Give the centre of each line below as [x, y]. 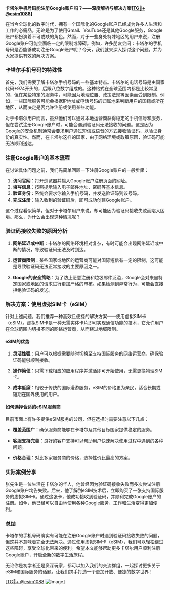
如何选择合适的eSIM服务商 [33, 407]
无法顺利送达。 [21, 143]
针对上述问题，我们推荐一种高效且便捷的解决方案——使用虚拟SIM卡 [76, 317]
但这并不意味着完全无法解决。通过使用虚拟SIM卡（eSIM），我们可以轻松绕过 [84, 542]
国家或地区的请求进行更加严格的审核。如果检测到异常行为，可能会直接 [90, 284]
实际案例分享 [21, 472]
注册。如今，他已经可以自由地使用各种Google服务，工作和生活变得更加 [79, 503]
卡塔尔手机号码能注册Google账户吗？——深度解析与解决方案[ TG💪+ [75, 8]
